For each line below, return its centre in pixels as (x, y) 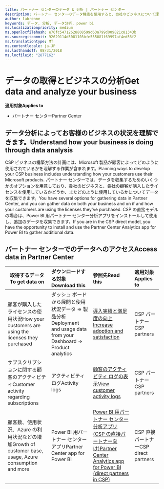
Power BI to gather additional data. (40, 232)
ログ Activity (65, 383)
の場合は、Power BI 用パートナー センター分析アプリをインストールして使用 (81, 216)
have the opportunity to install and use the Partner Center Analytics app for (81, 227)
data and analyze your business (71, 91)
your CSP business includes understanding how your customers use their (79, 174)
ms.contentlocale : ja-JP (30, 46)
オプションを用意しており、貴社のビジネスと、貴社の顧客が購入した (82, 186)
